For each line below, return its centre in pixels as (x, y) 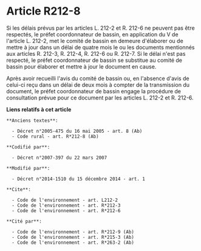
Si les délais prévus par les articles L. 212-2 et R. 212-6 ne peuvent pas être (101, 28)
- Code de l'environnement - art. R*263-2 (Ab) (73, 243)
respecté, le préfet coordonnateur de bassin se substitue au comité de (94, 60)
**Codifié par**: (28, 147)
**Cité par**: (24, 221)
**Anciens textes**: (32, 120)
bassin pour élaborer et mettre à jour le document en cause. (81, 66)
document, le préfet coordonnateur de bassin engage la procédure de (94, 91)
